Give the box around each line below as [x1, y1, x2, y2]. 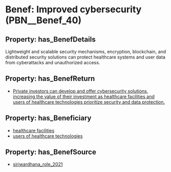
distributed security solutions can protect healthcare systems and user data [5, 54, 166, 60]
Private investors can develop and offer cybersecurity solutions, [12, 88, 148, 94]
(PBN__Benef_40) [5, 14, 82, 26]
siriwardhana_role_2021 [12, 161, 63, 167]
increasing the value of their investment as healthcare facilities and [12, 93, 155, 100]
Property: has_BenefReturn [5, 74, 95, 83]
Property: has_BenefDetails [5, 35, 96, 44]
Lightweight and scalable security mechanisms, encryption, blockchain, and [5, 49, 166, 54]
